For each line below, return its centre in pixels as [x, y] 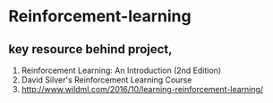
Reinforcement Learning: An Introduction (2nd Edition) [121, 70]
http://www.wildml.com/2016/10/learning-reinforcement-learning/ [142, 89]
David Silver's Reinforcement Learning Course [107, 80]
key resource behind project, [90, 49]
